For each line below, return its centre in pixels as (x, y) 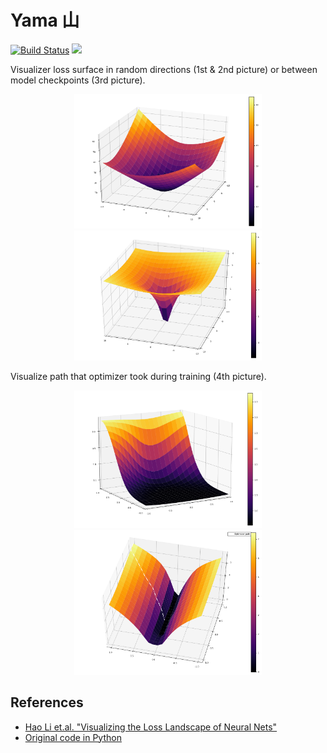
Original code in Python (73, 737)
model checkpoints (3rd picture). (78, 80)
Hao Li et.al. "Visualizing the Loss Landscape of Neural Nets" (151, 727)
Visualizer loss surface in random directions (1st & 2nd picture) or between (164, 69)
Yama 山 (45, 20)
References (47, 702)
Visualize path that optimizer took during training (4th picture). (138, 377)
